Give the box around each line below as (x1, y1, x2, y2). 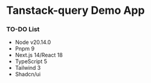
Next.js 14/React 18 (14, 52, 63, 59)
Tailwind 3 (14, 64, 41, 72)
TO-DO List (6, 25, 40, 34)
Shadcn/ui (14, 70, 41, 78)
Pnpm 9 (14, 45, 35, 52)
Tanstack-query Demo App (6, 4, 145, 17)
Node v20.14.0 (14, 38, 51, 46)
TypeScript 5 (14, 58, 47, 65)
